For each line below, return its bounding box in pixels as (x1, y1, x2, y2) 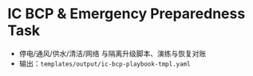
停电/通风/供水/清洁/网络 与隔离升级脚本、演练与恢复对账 (18, 48, 207, 58)
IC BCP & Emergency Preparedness (7, 5, 246, 23)
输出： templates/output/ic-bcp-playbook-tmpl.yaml (18, 59, 191, 68)
